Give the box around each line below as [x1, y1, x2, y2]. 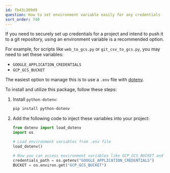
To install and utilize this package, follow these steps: [5, 86, 117, 93]
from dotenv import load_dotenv [12, 125, 81, 130]
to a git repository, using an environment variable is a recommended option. [5, 36, 164, 42]
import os [12, 130, 34, 135]
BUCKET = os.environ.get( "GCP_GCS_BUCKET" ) [12, 162, 107, 168]
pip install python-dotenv [12, 106, 70, 111]
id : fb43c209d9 [5, 7, 38, 13]
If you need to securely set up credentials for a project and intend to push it [5, 31, 164, 37]
